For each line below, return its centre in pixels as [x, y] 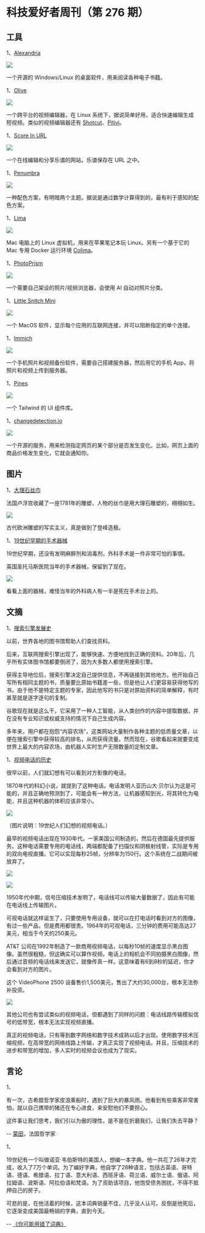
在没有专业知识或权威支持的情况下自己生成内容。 [68, 718]
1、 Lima [16, 218]
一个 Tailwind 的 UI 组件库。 [41, 408]
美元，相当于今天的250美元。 [43, 933]
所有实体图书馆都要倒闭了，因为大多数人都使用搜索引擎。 [84, 661]
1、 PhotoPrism [25, 263]
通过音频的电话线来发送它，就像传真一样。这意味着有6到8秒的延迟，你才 [103, 961]
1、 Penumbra [23, 173]
